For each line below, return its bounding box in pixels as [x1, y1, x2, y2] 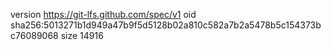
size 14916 [60, 30, 104, 41]
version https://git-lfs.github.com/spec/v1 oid [10, 9, 197, 20]
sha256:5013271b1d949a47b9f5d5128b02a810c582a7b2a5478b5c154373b [10, 19, 322, 31]
